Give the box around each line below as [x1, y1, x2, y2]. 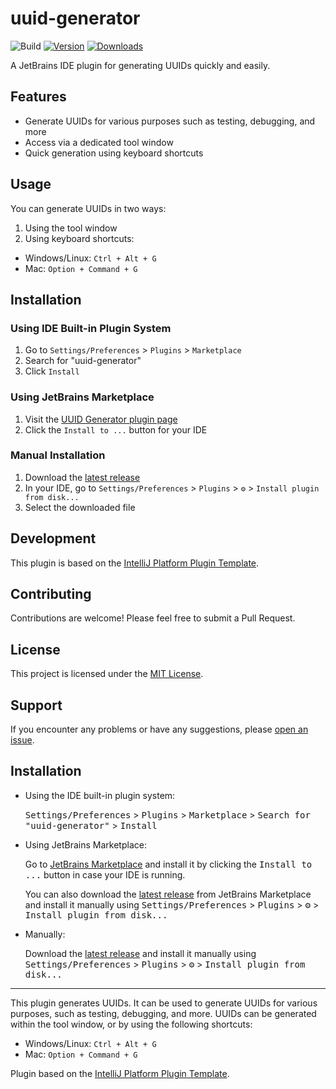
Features [10, 88, 67, 106]
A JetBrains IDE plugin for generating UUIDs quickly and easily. [10, 59, 271, 71]
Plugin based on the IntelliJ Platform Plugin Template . [10, 1067, 230, 1079]
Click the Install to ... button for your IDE [24, 423, 208, 436]
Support [10, 697, 63, 714]
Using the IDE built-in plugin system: [24, 789, 176, 801]
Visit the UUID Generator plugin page [24, 413, 178, 425]
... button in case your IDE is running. [24, 868, 186, 881]
